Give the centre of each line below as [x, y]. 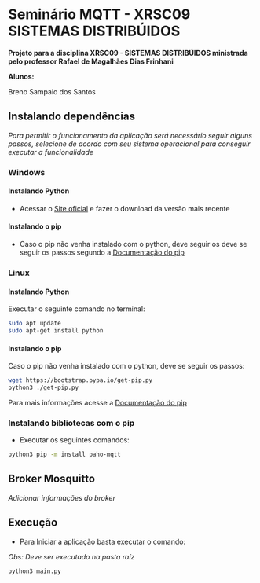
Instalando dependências [72, 117]
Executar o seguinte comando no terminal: [77, 309]
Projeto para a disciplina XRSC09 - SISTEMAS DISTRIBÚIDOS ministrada [128, 53]
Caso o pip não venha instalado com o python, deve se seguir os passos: [126, 366]
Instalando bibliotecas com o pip [71, 423]
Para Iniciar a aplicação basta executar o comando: [103, 541]
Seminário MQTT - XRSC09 [99, 15]
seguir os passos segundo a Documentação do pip [102, 252]
